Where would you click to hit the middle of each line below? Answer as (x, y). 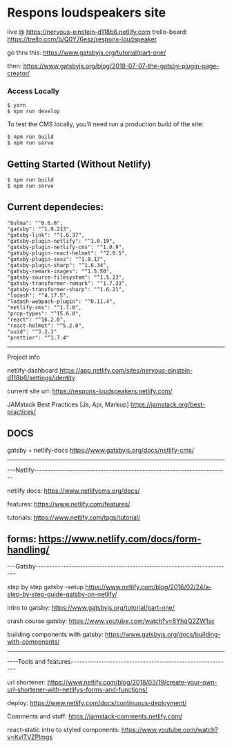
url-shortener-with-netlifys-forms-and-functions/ (77, 690)
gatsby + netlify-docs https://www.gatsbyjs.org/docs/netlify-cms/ (101, 450)
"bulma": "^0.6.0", (35, 223)
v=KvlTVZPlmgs (30, 737)
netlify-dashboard (33, 370)
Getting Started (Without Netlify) (79, 164)
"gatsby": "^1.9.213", (40, 229)
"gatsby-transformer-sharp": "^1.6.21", (66, 289)
